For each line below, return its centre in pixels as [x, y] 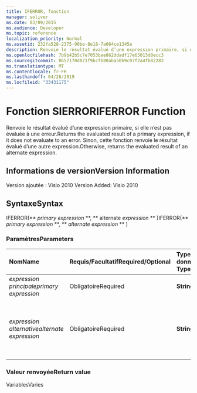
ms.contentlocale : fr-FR [36, 72]
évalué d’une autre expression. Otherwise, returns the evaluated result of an [97, 146]
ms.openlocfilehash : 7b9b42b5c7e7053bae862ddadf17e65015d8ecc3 [85, 55]
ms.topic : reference [31, 33]
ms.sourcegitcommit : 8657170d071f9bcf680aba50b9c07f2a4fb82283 [85, 60]
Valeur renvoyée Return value [48, 372]
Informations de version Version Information [88, 171]
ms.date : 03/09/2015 [31, 22]
